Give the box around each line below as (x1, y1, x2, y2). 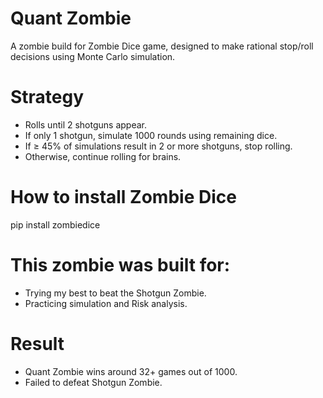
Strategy (10, 86, 85, 109)
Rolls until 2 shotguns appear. (24, 118, 147, 131)
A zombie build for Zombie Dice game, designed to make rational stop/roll (10, 40, 314, 52)
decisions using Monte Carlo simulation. (10, 50, 176, 62)
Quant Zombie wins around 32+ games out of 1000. (24, 365, 238, 377)
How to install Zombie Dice (10, 186, 237, 209)
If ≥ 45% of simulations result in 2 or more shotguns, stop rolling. (24, 140, 293, 152)
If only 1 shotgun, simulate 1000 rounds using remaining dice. (24, 129, 278, 141)
